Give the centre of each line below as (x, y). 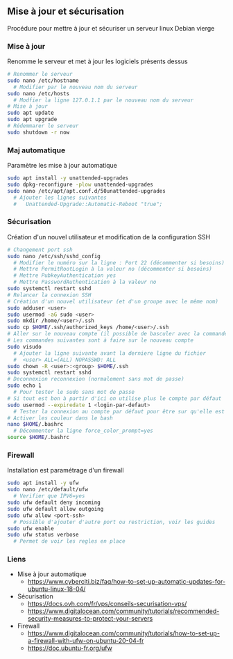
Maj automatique (36, 150)
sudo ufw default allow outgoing (55, 509)
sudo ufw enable (31, 528)
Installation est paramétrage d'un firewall (66, 470)
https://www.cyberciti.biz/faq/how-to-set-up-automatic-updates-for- (127, 582)
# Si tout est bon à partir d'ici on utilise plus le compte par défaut (114, 398)
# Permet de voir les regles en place (70, 541)
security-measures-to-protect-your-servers (90, 619)
